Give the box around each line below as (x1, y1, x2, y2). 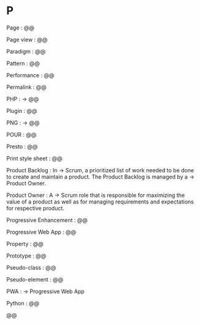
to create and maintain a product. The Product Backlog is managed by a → (6, 173, 194, 180)
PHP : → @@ (6, 95, 39, 102)
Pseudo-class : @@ (6, 264, 56, 271)
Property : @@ (6, 240, 44, 247)
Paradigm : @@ (6, 47, 46, 55)
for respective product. (6, 204, 64, 212)
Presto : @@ (6, 142, 38, 150)
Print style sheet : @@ (6, 155, 63, 162)
